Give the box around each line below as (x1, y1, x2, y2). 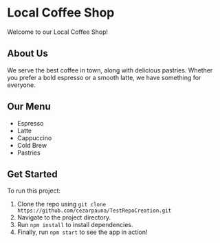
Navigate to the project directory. (16, 213, 111, 222)
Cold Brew (16, 141, 47, 149)
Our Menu (7, 101, 52, 113)
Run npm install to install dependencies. (16, 221, 133, 229)
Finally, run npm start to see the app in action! (16, 228, 148, 236)
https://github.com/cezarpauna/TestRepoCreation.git (16, 207, 172, 215)
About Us (7, 48, 48, 59)
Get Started (7, 168, 58, 180)
